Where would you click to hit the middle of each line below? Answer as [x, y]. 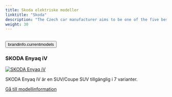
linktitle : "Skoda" [26, 15]
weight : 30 [17, 24]
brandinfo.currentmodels [31, 44]
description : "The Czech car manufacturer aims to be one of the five [82, 19]
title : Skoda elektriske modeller [42, 10]
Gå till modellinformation [31, 89]
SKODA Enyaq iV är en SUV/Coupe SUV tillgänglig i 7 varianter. [72, 79]
